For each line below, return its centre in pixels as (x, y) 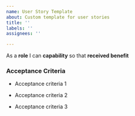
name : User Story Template (39, 12)
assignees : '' (24, 34)
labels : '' (20, 28)
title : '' (18, 22)
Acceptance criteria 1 (41, 84)
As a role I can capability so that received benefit (67, 56)
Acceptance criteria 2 (41, 95)
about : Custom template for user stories (58, 17)
